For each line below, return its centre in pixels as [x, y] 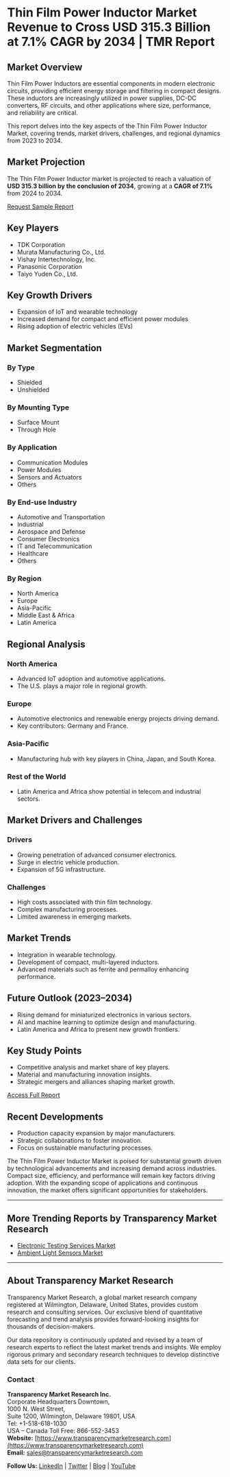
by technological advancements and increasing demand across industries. [112, 1168]
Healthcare [33, 554]
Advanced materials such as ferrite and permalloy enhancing [103, 969]
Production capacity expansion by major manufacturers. [96, 1133]
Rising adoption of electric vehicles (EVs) [75, 327]
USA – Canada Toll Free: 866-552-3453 [63, 1431]
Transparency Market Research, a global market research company [102, 1297]
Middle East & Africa [46, 615]
